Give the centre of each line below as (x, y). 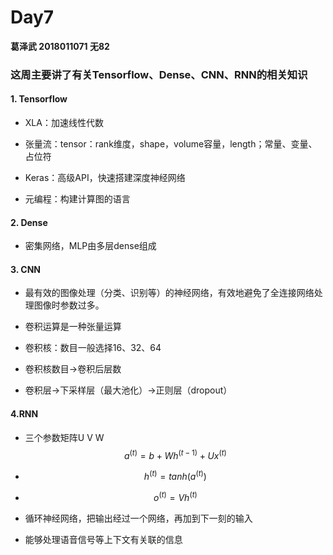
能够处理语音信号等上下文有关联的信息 (103, 539)
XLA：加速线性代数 (64, 123)
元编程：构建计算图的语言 (77, 199)
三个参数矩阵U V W (64, 437)
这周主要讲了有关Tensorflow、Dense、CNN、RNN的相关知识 (159, 74)
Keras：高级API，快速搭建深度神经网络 (105, 178)
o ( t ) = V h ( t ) (175, 496)
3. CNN (26, 269)
